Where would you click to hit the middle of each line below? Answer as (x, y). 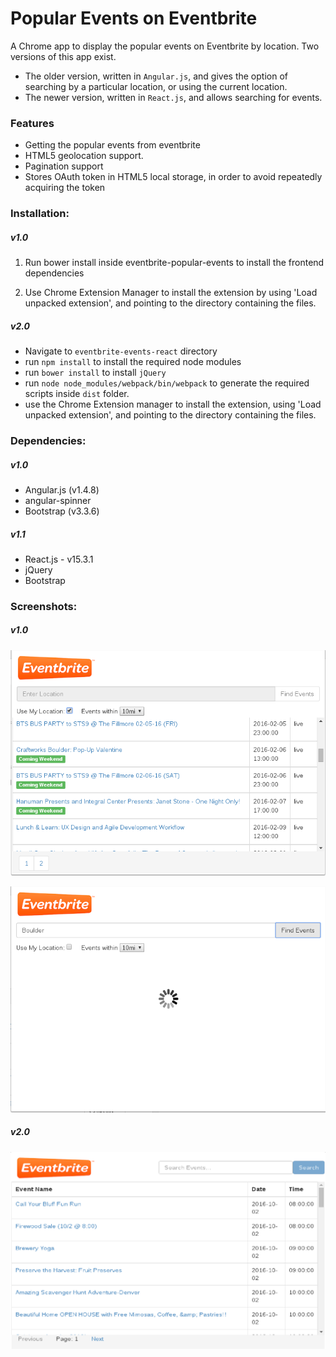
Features (32, 123)
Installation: (40, 214)
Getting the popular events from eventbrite (112, 145)
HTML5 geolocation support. (84, 156)
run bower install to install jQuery (95, 373)
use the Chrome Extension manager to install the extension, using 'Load (173, 404)
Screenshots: (44, 606)
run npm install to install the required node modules (133, 362)
